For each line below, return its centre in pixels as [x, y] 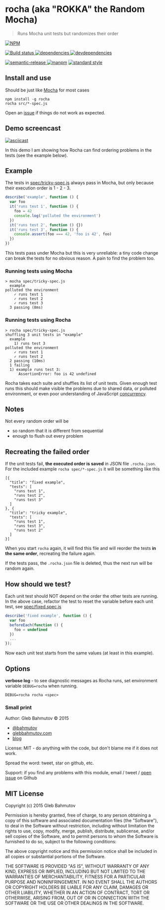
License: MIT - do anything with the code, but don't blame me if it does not [82, 748]
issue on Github [21, 778]
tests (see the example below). [37, 155]
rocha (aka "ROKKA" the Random [75, 9]
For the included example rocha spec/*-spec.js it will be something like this [82, 469]
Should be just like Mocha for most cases [47, 90]
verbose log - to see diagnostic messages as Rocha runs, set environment [81, 680]
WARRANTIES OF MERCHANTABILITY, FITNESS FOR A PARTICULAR [75, 877]
